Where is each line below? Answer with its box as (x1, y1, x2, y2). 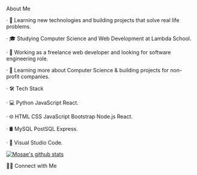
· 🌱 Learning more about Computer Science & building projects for (6, 67, 169, 73)
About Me (6, 5, 31, 12)
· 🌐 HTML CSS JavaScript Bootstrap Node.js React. (6, 113, 133, 120)
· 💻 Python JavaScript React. (6, 99, 79, 106)
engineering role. (6, 55, 49, 62)
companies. (20, 73, 50, 80)
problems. (6, 23, 31, 30)
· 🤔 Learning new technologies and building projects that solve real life (6, 17, 180, 23)
